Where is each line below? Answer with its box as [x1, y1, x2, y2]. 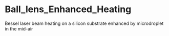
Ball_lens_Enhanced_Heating [5, 4, 132, 15]
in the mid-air [5, 25, 33, 31]
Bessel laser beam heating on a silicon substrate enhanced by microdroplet [5, 20, 164, 26]
